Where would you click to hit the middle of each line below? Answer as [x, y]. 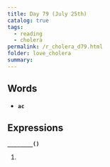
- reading [28, 34]
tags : [15, 27]
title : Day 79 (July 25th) [47, 14]
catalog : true [28, 21]
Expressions [35, 128]
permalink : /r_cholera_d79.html [55, 47]
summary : [20, 60]
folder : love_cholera [39, 54]
